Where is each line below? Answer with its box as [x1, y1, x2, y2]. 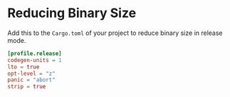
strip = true [7, 83, 46, 91]
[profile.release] [7, 50, 62, 57]
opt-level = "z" [7, 70, 56, 77]
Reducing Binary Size [7, 5, 137, 21]
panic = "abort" [7, 76, 56, 83]
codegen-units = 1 [7, 56, 62, 63]
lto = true [7, 63, 40, 71]
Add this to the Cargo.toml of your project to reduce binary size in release [7, 29, 223, 37]
